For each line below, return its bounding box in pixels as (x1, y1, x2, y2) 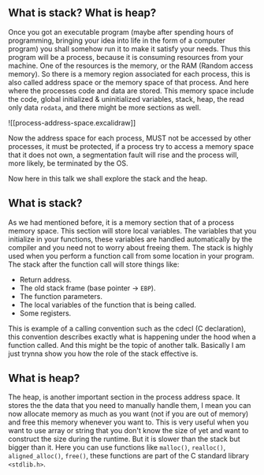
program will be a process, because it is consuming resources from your (8, 52, 244, 62)
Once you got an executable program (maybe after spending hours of (8, 27, 234, 36)
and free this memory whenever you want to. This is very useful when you (8, 417, 250, 427)
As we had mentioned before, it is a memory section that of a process (8, 217, 235, 227)
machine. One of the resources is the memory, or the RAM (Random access (8, 61, 254, 70)
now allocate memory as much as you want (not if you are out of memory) (8, 410, 249, 419)
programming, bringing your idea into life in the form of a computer (8, 36, 226, 45)
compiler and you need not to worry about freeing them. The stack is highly (8, 242, 254, 252)
